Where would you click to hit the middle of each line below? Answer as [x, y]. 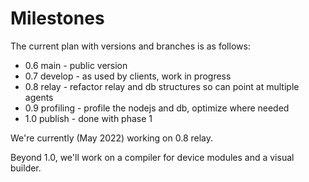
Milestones [57, 18]
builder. [26, 168]
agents [39, 97]
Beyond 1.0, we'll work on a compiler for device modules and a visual [152, 157]
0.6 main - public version [76, 65]
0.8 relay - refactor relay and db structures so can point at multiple [162, 86]
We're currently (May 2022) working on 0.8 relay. [112, 138]
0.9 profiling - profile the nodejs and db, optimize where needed [157, 108]
